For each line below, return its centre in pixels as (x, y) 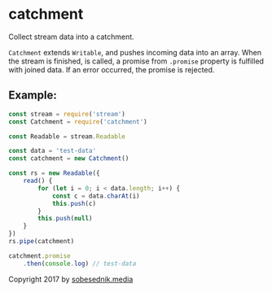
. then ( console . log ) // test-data (80, 264)
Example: (33, 96)
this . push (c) (74, 203)
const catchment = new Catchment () (69, 159)
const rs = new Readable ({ (54, 173)
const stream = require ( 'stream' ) (67, 114)
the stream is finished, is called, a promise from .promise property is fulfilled (136, 61)
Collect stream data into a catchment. (71, 37)
